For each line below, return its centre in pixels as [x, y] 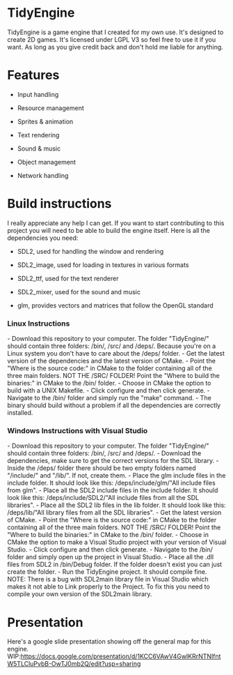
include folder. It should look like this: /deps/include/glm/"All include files [111, 483]
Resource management [51, 108]
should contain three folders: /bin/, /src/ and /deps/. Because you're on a [112, 346]
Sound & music [39, 149]
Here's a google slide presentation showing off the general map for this [109, 642]
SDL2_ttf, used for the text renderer [68, 278]
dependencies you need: [43, 238]
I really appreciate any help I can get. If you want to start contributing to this [116, 223]
